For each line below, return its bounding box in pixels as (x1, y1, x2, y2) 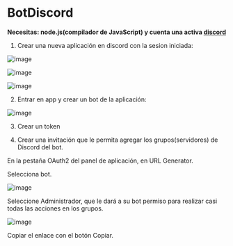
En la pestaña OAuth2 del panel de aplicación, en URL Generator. (7, 156, 193, 165)
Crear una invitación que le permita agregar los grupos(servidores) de (17, 136, 218, 144)
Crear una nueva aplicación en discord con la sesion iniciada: (17, 41, 193, 49)
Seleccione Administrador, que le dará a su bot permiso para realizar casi (7, 197, 218, 205)
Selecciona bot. (7, 170, 52, 178)
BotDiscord (7, 5, 74, 21)
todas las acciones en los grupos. (7, 204, 104, 213)
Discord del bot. (17, 142, 64, 151)
